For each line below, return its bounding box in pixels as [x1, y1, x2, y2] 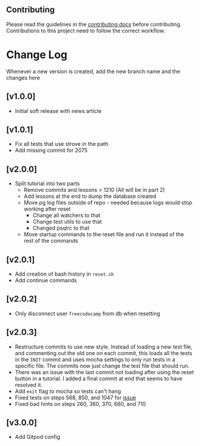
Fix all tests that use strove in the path [14, 140, 109, 148]
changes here [6, 74, 41, 81]
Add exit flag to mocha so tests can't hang [14, 387, 121, 395]
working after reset [23, 206, 71, 213]
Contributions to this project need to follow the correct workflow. [6, 27, 165, 34]
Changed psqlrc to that [32, 224, 90, 232]
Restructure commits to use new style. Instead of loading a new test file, [14, 343, 193, 350]
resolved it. [14, 381, 43, 388]
